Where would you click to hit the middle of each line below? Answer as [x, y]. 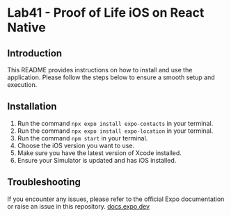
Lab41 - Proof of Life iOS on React [106, 13]
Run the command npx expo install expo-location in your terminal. [115, 131]
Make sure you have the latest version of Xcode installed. [99, 153]
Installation [32, 107]
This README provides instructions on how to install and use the [100, 70]
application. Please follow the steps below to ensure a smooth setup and [111, 77]
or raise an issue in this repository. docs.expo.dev [79, 206]
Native [27, 27]
